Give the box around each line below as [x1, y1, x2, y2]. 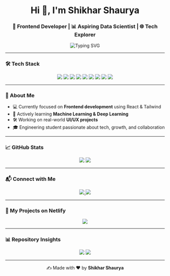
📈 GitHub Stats [5, 144, 44, 151]
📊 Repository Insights [5, 235, 61, 243]
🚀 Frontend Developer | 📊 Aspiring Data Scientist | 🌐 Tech [12, 23, 158, 30]
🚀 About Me [5, 92, 35, 99]
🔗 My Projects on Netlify [5, 207, 66, 214]
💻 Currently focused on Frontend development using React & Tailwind [12, 104, 161, 110]
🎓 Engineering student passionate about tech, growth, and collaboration [12, 124, 165, 131]
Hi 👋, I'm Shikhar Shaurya [30, 5, 140, 16]
